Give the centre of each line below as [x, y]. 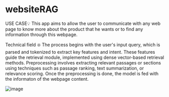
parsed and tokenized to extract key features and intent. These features [80, 52]
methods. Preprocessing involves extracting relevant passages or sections [83, 62]
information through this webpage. [41, 35]
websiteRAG [32, 9]
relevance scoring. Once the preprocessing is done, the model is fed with [82, 73]
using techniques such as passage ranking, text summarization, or [75, 68]
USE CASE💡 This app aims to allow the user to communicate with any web [83, 23]
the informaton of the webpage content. [47, 79]
